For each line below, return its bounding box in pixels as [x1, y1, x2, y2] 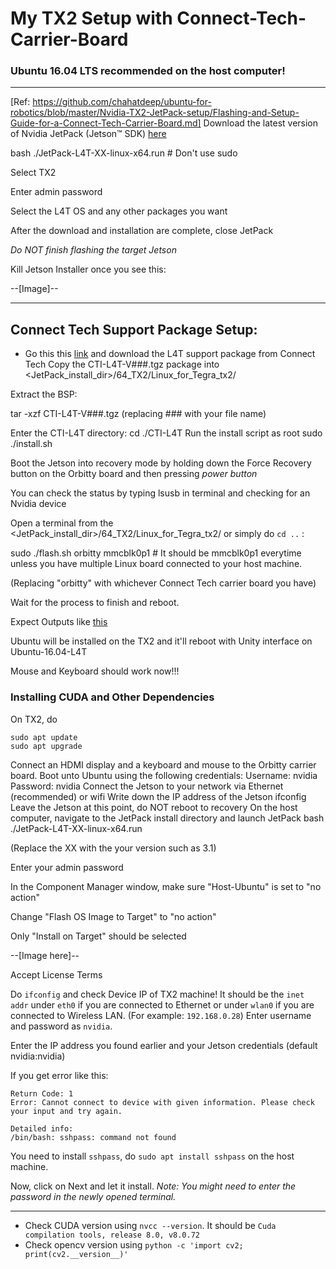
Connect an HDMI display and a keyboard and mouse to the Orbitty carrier [10, 758, 317, 771]
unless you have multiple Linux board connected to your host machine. [10, 558, 303, 570]
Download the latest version [203, 117, 319, 129]
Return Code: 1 [10, 1088, 74, 1099]
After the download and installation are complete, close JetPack [10, 225, 274, 237]
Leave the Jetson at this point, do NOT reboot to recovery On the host [10, 801, 298, 813]
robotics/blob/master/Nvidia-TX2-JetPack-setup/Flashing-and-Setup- [10, 107, 300, 119]
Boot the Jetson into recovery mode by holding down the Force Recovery [10, 457, 312, 469]
